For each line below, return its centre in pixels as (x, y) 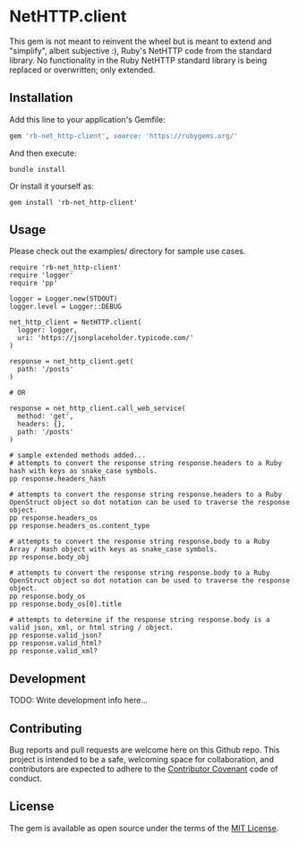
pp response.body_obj (50, 557)
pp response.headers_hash (57, 479)
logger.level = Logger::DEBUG (66, 307)
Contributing (46, 728)
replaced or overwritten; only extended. (82, 70)
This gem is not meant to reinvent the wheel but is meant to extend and (141, 41)
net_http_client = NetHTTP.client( (76, 323)
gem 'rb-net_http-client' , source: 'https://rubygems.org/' (124, 136)
